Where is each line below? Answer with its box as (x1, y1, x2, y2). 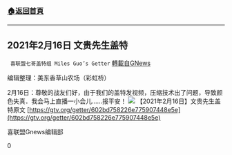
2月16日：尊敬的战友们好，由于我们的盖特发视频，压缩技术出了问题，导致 (7, 89, 217, 97)
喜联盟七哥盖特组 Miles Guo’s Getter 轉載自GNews (10, 59, 151, 67)
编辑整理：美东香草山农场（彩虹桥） (7, 74, 110, 82)
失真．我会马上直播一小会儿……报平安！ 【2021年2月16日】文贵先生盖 (12, 97, 221, 105)
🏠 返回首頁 (7, 6, 44, 15)
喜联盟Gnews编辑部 (7, 128, 64, 136)
